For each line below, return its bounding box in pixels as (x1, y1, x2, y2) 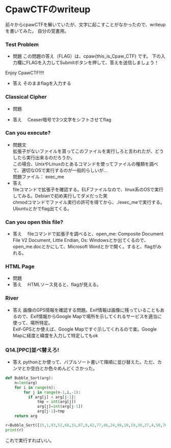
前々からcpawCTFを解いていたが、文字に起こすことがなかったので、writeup (5, 21, 166, 28)
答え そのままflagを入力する (12, 80, 71, 86)
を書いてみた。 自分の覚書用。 (5, 28, 69, 34)
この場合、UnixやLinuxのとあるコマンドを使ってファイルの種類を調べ (12, 161, 159, 167)
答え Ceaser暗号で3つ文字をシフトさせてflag (12, 116, 111, 122)
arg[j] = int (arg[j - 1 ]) (37, 404, 83, 409)
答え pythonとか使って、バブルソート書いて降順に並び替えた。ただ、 (12, 359, 158, 365)
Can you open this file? (5, 218, 64, 226)
